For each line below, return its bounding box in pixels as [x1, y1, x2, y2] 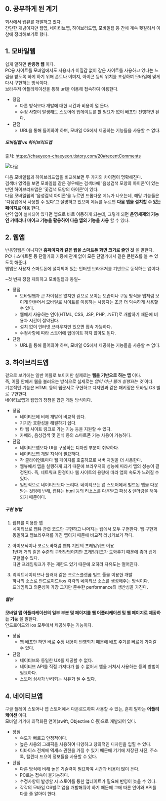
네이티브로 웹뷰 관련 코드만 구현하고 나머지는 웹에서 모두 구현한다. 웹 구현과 [12, 526, 158, 532]
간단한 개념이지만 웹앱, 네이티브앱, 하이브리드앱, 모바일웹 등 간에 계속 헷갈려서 [5, 25, 156, 31]
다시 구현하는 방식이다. [5, 80, 49, 86]
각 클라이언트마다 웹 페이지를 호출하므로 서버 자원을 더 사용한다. [19, 457, 142, 463]
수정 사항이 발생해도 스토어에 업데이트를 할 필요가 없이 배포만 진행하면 [19, 108, 155, 115]
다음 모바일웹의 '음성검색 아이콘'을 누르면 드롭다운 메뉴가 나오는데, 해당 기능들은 [5, 192, 160, 198]
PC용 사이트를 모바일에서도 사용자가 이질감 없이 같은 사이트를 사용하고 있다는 [5, 67, 154, 73]
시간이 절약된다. [29, 318, 60, 324]
